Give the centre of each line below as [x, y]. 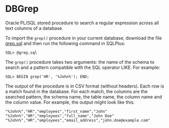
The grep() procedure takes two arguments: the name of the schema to [80, 62]
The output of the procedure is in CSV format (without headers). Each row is [85, 86]
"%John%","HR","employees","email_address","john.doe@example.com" [78, 120]
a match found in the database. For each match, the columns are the [76, 91]
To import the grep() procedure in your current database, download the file [83, 38]
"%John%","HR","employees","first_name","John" [56, 111]
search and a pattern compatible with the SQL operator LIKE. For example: [83, 67]
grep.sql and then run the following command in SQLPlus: [65, 43]
